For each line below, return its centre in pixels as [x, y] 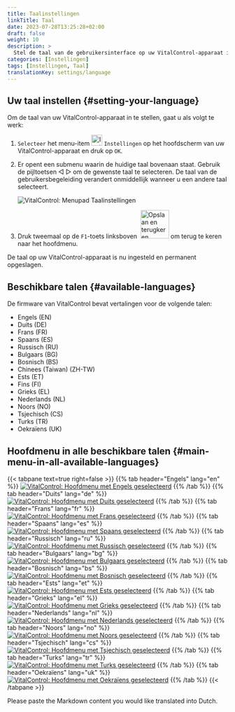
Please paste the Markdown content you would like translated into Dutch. [113, 701]
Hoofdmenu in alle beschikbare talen [89, 451]
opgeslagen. [25, 265]
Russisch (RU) [38, 347]
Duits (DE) [32, 325]
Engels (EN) [35, 317]
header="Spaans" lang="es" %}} [55, 523]
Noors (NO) [34, 406]
